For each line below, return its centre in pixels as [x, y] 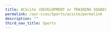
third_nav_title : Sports [31, 23]
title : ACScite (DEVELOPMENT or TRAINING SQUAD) [56, 9]
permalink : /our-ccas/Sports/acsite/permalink [54, 14]
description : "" [22, 18]
